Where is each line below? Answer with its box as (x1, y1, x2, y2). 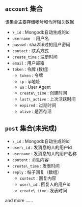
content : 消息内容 (12, 157, 49, 163)
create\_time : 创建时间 (19, 90, 67, 96)
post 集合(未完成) (5, 124, 57, 133)
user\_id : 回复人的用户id (19, 181, 71, 187)
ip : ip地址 (19, 78, 40, 84)
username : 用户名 (12, 35, 49, 41)
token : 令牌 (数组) (12, 66, 49, 72)
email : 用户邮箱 (12, 60, 45, 66)
